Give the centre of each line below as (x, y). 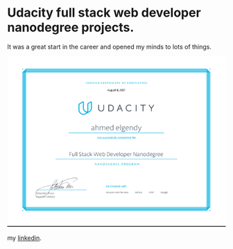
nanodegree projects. (71, 27)
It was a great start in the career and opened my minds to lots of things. (110, 46)
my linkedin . (24, 238)
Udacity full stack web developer (104, 13)
